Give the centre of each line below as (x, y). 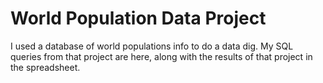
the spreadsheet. (45, 67)
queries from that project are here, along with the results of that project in (161, 56)
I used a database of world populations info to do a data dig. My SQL (152, 46)
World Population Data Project (138, 18)
